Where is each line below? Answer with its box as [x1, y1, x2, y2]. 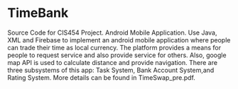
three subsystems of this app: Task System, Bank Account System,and [7, 66, 215, 74]
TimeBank [7, 5, 69, 21]
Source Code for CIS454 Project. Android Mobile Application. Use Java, [7, 28, 218, 37]
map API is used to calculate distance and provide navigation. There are [7, 58, 218, 66]
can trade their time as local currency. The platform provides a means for [7, 43, 222, 52]
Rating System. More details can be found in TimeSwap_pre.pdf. [7, 73, 195, 82]
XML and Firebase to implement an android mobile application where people [7, 35, 231, 44]
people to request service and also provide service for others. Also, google [7, 51, 227, 59]
